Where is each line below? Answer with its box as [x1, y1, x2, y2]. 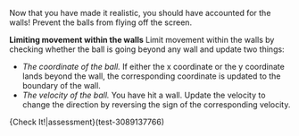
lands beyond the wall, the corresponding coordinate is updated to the [21, 71, 281, 81]
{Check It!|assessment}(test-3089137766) [9, 116, 165, 127]
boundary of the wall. [21, 81, 101, 90]
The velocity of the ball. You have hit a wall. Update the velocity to [21, 89, 266, 100]
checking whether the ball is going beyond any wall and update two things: [9, 44, 285, 55]
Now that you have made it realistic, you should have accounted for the [9, 8, 271, 18]
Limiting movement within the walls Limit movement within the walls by [9, 35, 275, 45]
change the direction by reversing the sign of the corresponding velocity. [21, 99, 291, 110]
